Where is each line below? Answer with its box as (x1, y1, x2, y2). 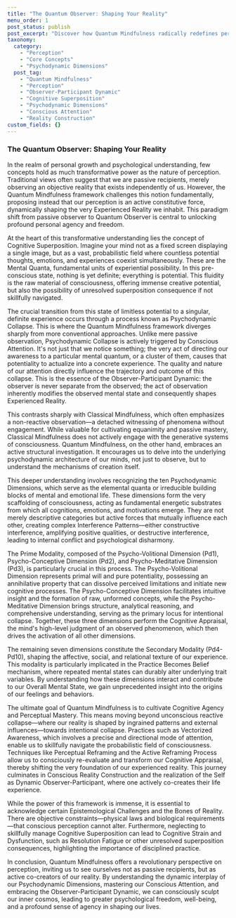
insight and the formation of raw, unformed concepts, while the (7, 594, 190, 603)
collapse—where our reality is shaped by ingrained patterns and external (7, 718, 218, 727)
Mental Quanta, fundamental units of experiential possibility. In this (7, 263, 200, 272)
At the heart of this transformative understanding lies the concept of (7, 233, 205, 242)
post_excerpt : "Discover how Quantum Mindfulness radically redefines (7, 29, 218, 37)
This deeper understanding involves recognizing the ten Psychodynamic (7, 476, 217, 485)
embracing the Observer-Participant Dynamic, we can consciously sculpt (7, 887, 219, 896)
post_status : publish (7, 23, 71, 30)
